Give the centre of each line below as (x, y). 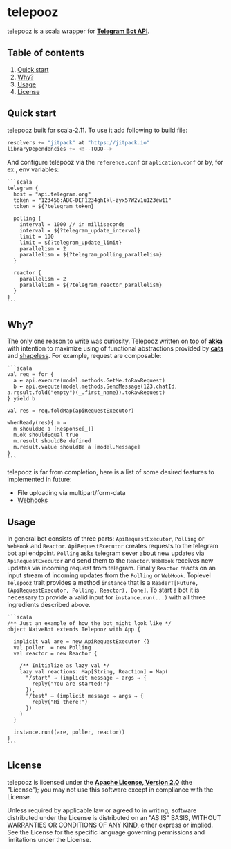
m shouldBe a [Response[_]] (54, 429)
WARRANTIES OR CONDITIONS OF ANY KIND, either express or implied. (110, 825)
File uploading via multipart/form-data (71, 493)
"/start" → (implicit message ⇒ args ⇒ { (86, 678)
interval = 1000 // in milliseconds (73, 225)
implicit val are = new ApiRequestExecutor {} (82, 641)
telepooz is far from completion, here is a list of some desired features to (111, 472)
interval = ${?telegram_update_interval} (80, 231)
